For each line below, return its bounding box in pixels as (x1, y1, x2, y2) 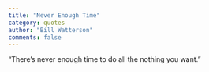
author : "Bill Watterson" (8, 26, 93, 34)
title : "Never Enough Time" (8, 11, 101, 20)
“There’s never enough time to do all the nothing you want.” (8, 55, 201, 64)
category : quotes (8, 19, 65, 27)
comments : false (8, 33, 62, 41)
